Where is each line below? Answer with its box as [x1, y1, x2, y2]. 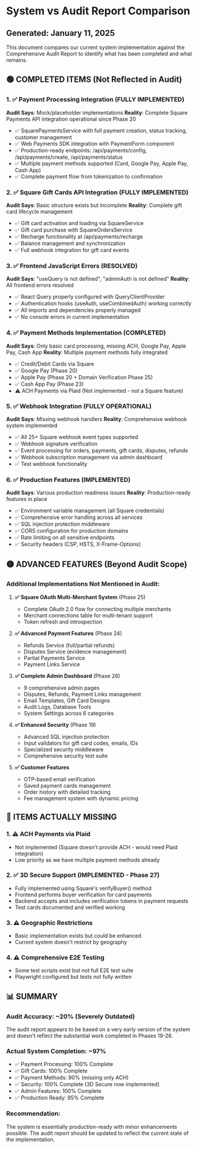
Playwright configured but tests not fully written [14, 973, 132, 981]
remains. [6, 57, 28, 63]
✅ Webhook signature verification [14, 440, 98, 447]
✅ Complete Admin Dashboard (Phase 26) [14, 672, 121, 679]
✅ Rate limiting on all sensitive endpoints [14, 534, 115, 541]
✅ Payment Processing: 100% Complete [14, 1061, 114, 1068]
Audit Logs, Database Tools [23, 703, 92, 710]
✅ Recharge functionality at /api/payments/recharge [14, 233, 143, 240]
